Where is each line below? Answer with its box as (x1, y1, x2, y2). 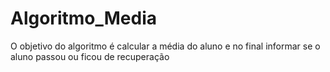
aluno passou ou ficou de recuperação (10, 50, 170, 62)
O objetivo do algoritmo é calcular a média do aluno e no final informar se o (10, 40, 321, 52)
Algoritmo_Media (10, 7, 157, 30)
